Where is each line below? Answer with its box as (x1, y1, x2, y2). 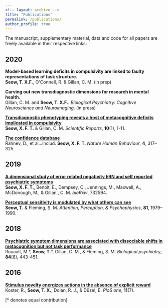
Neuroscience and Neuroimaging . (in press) (5, 105, 96, 111)
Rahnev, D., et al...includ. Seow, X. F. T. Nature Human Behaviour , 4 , (5, 140, 147, 146)
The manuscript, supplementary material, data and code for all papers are (5, 35, 158, 41)
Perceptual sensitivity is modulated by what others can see (5, 199, 131, 205)
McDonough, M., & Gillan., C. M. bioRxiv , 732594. (5, 189, 107, 195)
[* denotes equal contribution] (5, 297, 68, 303)
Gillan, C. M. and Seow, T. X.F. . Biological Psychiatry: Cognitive (5, 99, 136, 106)
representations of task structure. (5, 74, 78, 80)
